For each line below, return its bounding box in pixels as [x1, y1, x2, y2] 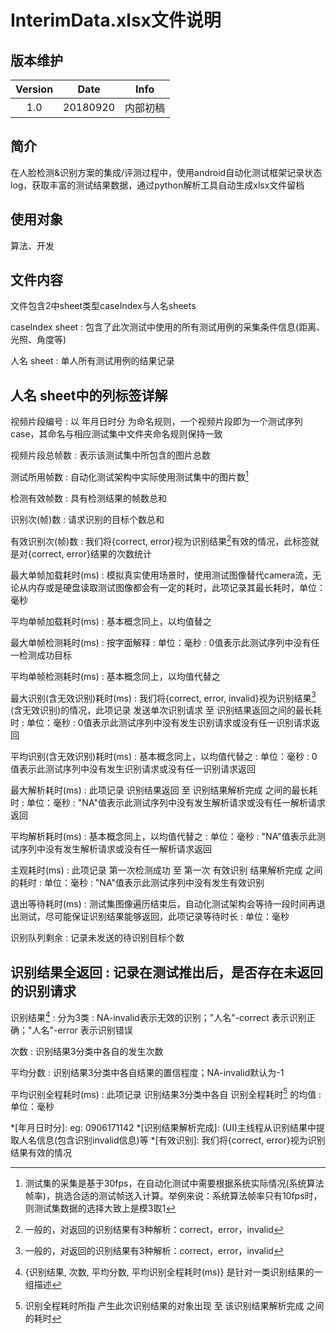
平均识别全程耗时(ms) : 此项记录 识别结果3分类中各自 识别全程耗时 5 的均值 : [10, 1086, 322, 1100]
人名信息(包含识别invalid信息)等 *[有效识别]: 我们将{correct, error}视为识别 [18, 1134, 326, 1146]
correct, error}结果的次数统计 [31, 547, 152, 560]
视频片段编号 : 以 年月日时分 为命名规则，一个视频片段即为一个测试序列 [10, 416, 303, 428]
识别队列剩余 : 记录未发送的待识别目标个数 [10, 932, 185, 944]
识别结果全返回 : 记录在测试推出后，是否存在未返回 [10, 964, 323, 981]
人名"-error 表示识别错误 [31, 1024, 133, 1036]
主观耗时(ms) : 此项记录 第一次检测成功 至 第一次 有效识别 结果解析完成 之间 [10, 864, 323, 876]
